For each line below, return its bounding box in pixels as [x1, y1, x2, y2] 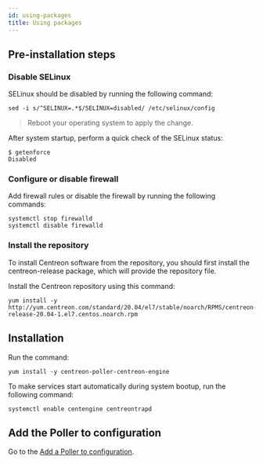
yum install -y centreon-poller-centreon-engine [8, 367, 170, 375]
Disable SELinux [8, 71, 71, 82]
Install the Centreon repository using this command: [8, 281, 175, 290]
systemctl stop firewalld [8, 215, 92, 223]
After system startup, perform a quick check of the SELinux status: [8, 133, 223, 143]
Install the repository [8, 240, 89, 251]
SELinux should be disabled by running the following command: [8, 90, 214, 99]
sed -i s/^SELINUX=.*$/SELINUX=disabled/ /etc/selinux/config [8, 104, 215, 112]
